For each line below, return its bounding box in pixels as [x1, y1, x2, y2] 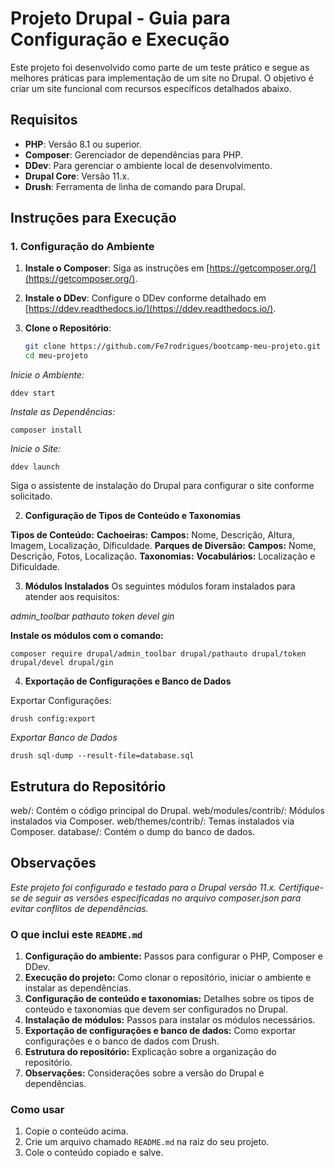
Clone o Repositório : [24, 322, 112, 334]
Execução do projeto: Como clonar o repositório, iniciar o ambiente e [24, 972, 312, 984]
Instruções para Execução [10, 210, 177, 227]
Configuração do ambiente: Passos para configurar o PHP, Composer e [24, 950, 323, 962]
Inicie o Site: [10, 443, 62, 455]
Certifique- [278, 881, 324, 893]
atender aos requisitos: [24, 591, 120, 603]
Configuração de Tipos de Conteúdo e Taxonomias [24, 510, 242, 522]
